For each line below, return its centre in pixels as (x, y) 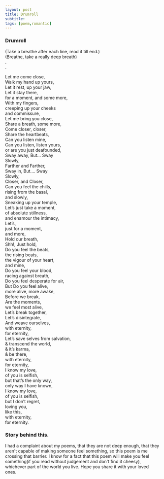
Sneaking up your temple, (31, 202)
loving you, (16, 407)
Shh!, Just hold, (21, 244)
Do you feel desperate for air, (35, 281)
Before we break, (23, 297)
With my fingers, (22, 103)
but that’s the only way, (29, 380)
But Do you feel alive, (27, 286)
